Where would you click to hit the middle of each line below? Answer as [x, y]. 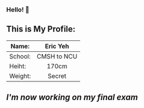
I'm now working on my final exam [72, 97]
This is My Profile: [41, 29]
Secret [57, 76]
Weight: [20, 76]
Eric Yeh [57, 46]
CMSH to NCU [57, 56]
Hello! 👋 [18, 10]
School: [20, 56]
